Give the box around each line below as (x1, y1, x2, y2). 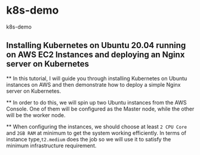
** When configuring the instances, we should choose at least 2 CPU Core (6, 123, 187, 130)
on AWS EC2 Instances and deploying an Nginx (6, 50, 185, 60)
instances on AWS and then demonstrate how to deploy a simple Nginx (6, 81, 181, 88)
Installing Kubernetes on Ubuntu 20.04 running (6, 40, 186, 50)
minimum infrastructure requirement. (6, 142, 97, 149)
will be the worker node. (6, 111, 66, 119)
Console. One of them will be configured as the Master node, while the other (6, 105, 195, 112)
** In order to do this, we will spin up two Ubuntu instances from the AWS (6, 99, 187, 106)
